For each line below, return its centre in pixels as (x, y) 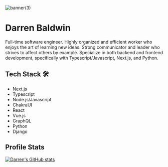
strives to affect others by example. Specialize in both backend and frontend (84, 52)
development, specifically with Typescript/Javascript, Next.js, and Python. (82, 58)
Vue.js (19, 115)
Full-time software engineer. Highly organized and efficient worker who (79, 42)
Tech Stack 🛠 (27, 74)
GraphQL (22, 121)
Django (20, 131)
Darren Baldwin (38, 28)
